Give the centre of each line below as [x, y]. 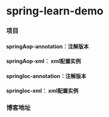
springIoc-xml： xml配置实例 [42, 91]
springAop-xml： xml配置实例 [44, 61]
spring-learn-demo [55, 11]
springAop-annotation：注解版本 [48, 46]
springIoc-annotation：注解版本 [46, 76]
